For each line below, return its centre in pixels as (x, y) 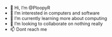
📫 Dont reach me (28, 29)
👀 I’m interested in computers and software (55, 13)
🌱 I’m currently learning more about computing (59, 18)
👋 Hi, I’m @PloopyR (30, 8)
